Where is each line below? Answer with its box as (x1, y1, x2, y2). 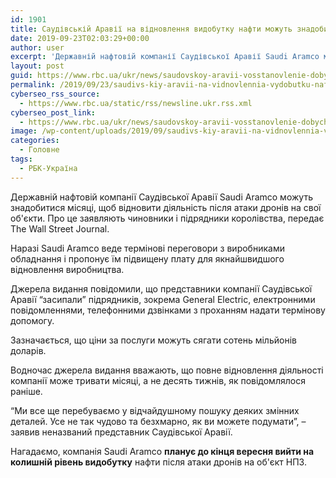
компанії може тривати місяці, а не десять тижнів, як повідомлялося (10, 374, 306, 386)
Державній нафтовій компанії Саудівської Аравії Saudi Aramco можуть (10, 191, 313, 203)
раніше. (10, 385, 43, 397)
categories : (10, 136, 60, 146)
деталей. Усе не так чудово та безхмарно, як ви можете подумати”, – (10, 415, 307, 427)
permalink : (10, 80, 56, 90)
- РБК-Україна (19, 163, 78, 173)
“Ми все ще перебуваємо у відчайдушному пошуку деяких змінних (10, 404, 300, 416)
